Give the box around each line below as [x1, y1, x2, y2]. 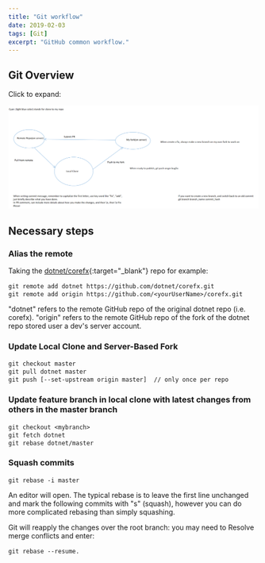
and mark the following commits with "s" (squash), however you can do [8, 499, 242, 508]
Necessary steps [8, 224, 94, 237]
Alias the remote [8, 248, 73, 259]
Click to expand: [8, 90, 62, 99]
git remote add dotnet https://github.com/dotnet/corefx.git [8, 282, 215, 290]
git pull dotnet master [8, 368, 87, 376]
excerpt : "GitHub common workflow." [8, 38, 129, 46]
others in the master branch [8, 404, 117, 415]
